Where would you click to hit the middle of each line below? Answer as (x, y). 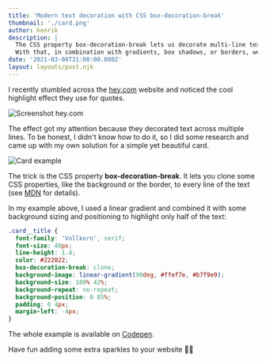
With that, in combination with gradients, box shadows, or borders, (132, 52)
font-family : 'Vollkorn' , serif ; (70, 238)
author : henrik (33, 30)
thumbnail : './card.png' (49, 23)
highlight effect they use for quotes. (66, 98)
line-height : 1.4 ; (46, 253)
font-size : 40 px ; (44, 246)
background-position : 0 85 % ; (63, 297)
